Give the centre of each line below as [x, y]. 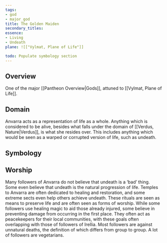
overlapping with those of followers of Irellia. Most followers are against [79, 224]
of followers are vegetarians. [34, 235]
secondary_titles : [24, 28]
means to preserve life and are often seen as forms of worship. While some [83, 203]
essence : [14, 33]
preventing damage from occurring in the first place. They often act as [77, 214]
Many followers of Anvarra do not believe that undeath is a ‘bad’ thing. [77, 182]
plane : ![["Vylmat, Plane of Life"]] [44, 47]
